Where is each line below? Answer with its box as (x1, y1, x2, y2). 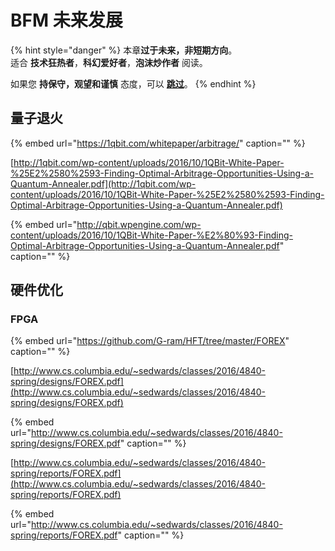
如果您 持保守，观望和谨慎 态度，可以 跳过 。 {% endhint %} (10, 77, 257, 90)
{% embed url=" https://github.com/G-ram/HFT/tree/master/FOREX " (10, 335, 290, 347)
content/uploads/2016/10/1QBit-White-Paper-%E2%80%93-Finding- (10, 229, 293, 241)
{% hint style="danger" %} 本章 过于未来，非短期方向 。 (10, 44, 238, 56)
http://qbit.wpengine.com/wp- (76, 218, 202, 230)
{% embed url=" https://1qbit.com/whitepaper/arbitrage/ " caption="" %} (10, 137, 306, 149)
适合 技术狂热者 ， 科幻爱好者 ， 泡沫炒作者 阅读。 (10, 56, 208, 68)
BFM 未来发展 (10, 9, 123, 32)
